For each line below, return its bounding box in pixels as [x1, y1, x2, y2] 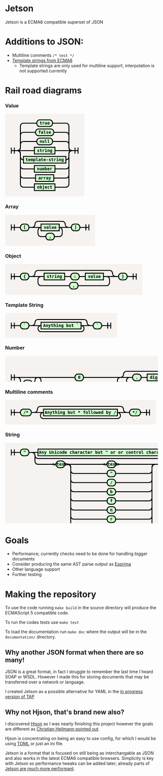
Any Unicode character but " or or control [38, 449, 144, 455]
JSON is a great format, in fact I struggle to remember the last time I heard [5, 669, 153, 675]
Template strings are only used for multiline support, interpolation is [19, 62, 155, 68]
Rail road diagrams [5, 85, 82, 96]
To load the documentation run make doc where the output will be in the [5, 629, 147, 635]
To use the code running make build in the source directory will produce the [5, 605, 157, 611]
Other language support [12, 566, 60, 572]
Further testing [12, 572, 42, 577]
